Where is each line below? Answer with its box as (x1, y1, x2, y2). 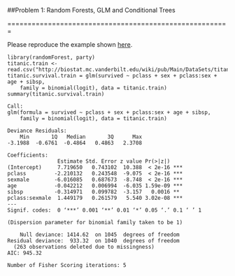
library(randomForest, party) (7, 54, 96, 61)
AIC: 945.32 (7, 249, 42, 256)
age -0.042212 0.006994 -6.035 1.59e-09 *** (7, 182, 183, 189)
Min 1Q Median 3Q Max (20, 133, 142, 140)
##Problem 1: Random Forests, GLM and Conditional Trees (7, 6, 176, 14)
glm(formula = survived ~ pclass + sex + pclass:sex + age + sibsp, (7, 109, 211, 116)
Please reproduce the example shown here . (7, 41, 133, 48)
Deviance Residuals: (7, 127, 68, 134)
